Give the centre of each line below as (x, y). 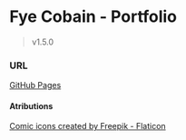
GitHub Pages (35, 85)
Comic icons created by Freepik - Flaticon (88, 126)
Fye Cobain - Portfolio (93, 17)
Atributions (31, 105)
